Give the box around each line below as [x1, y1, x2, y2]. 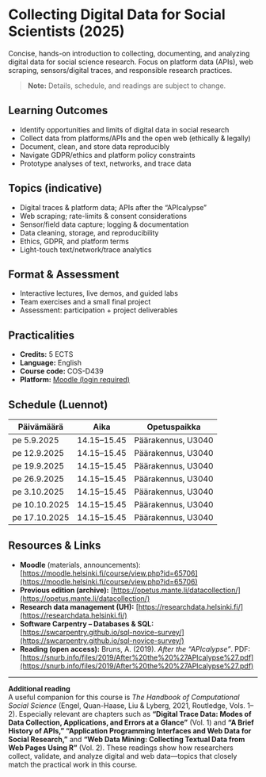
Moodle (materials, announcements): [19, 560, 141, 569]
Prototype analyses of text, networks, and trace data [19, 159, 192, 168]
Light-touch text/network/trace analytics [19, 244, 152, 255]
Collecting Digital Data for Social [8, 6, 226, 24]
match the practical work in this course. [8, 760, 138, 769]
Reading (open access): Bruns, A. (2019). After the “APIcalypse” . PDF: [19, 644, 251, 653]
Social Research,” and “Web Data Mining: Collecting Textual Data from [8, 734, 245, 744]
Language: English [19, 358, 82, 368]
